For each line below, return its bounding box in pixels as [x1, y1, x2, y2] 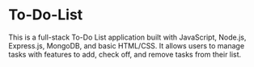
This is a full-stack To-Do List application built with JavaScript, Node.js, [8, 32, 247, 42]
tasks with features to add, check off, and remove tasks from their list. [8, 49, 242, 59]
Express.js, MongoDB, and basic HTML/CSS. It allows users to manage [8, 40, 245, 50]
